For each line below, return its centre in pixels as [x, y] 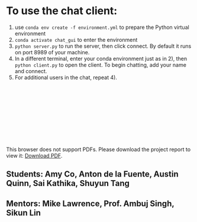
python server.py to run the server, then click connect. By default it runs [103, 46]
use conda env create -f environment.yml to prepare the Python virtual [102, 27]
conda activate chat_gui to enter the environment [76, 40]
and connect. [31, 71]
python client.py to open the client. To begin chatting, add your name [100, 65]
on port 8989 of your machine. [52, 52]
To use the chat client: [62, 11]
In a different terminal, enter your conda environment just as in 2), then [101, 58]
